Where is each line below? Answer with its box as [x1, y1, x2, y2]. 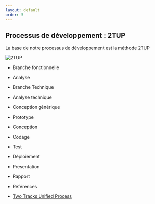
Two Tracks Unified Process [12, 193, 72, 199]
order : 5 [5, 12, 24, 17]
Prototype [12, 114, 34, 120]
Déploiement [12, 154, 40, 160]
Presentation [12, 164, 40, 170]
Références [12, 184, 37, 190]
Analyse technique [12, 94, 52, 100]
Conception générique [12, 104, 60, 110]
